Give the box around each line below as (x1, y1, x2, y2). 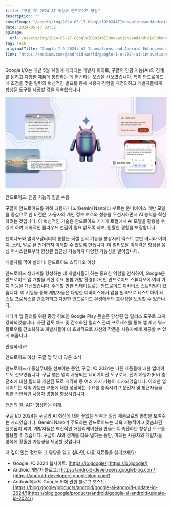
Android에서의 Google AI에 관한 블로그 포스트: (12, 478, 106, 484)
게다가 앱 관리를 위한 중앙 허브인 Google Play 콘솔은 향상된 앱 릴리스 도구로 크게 (5, 313, 165, 319)
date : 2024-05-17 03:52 (5, 25, 56, 30)
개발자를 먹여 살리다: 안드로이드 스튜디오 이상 (5, 259, 96, 265)
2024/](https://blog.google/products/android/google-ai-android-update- (12, 490, 166, 496)
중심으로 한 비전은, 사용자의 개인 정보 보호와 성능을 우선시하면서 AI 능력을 (10, 211, 157, 218)
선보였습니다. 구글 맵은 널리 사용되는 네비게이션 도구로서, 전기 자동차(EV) (14, 371, 160, 377)
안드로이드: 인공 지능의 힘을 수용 (5, 194, 70, 200)
